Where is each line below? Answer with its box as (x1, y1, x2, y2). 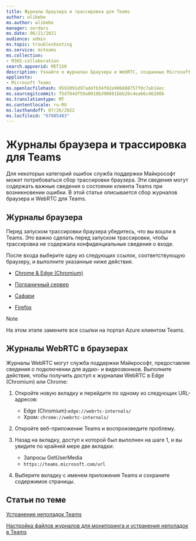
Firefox (14, 304, 32, 311)
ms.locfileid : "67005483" (6, 113, 69, 118)
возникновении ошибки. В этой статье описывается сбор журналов (6, 189, 178, 196)
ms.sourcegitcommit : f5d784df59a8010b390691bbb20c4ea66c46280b (6, 91, 165, 97)
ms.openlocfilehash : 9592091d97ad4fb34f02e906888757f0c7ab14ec (6, 85, 165, 91)
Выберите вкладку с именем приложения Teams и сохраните (14, 471, 170, 479)
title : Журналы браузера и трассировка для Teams (6, 8, 131, 15)
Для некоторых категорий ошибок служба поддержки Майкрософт (6, 170, 176, 177)
